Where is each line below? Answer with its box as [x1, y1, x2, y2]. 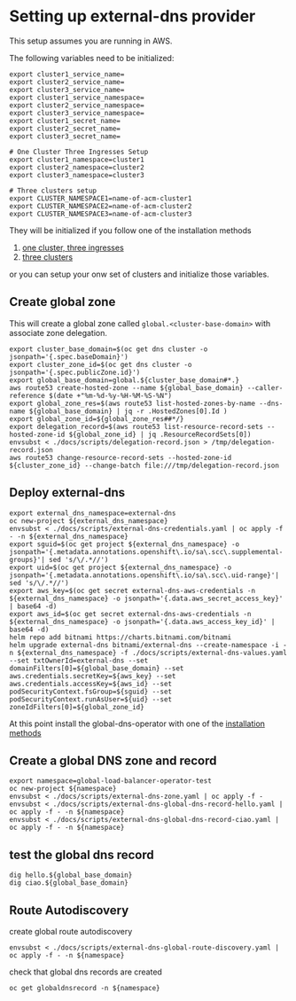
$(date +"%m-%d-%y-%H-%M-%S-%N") [48, 391, 173, 400]
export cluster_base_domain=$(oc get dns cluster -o [9, 344, 208, 354]
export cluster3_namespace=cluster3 [9, 170, 144, 179]
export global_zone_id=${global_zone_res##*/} [9, 414, 184, 423]
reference [9, 391, 46, 400]
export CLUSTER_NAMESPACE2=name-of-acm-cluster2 [9, 201, 192, 210]
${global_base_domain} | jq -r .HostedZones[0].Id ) [28, 406, 228, 416]
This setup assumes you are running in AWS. [9, 35, 173, 46]
